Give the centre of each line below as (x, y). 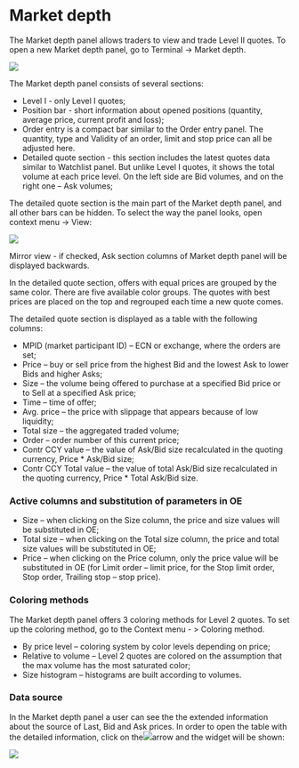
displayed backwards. (49, 265)
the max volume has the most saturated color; (106, 665)
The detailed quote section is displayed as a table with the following (133, 319)
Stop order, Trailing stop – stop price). (91, 577)
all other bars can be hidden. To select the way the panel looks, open (136, 212)
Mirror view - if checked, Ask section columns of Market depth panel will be (148, 255)
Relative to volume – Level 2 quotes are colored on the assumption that (152, 656)
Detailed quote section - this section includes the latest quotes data (146, 158)
